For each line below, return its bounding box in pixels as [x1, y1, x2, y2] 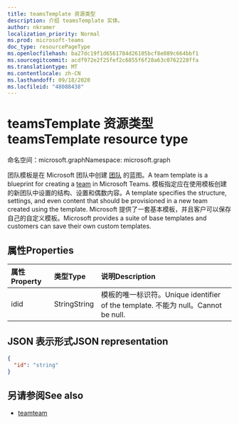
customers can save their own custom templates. [7, 222, 152, 231]
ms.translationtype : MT [7, 63, 78, 70]
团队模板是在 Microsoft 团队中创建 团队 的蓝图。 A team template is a [7, 171, 208, 180]
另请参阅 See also [7, 389, 84, 401]
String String [53, 299, 95, 309]
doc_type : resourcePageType [7, 43, 91, 50]
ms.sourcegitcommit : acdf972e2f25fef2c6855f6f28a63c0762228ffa [7, 57, 199, 64]
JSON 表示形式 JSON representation [7, 335, 169, 348]
